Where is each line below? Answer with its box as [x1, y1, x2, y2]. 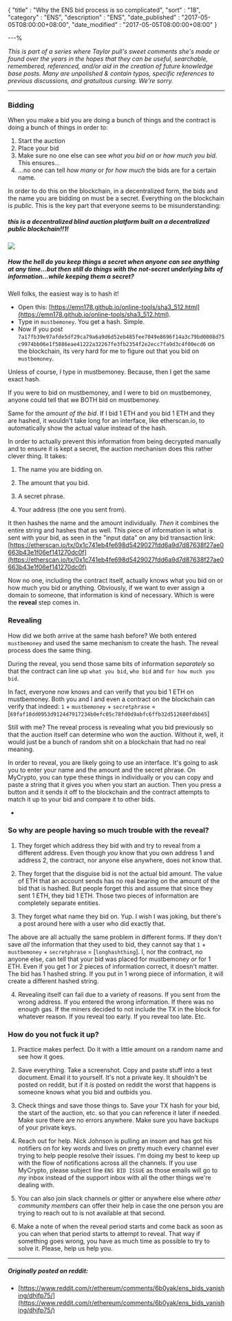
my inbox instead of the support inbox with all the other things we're [17, 1174, 212, 1182]
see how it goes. [17, 1053, 65, 1061]
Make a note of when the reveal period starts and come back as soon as [17, 1222, 223, 1230]
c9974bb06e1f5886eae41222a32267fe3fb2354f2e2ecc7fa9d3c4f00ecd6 [17, 341, 207, 348]
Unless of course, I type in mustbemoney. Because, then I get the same [8, 368, 211, 376]
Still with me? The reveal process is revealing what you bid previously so [8, 723, 213, 731]
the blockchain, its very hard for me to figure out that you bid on [17, 347, 200, 355]
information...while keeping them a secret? [8, 272, 135, 281]
